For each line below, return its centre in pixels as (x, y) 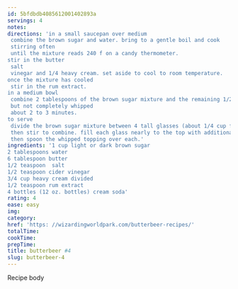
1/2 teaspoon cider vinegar (49, 172)
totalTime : (23, 231)
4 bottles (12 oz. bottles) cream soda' (68, 192)
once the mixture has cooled (50, 80)
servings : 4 (25, 21)
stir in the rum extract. (49, 86)
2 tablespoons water (38, 152)
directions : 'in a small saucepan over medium (77, 34)
